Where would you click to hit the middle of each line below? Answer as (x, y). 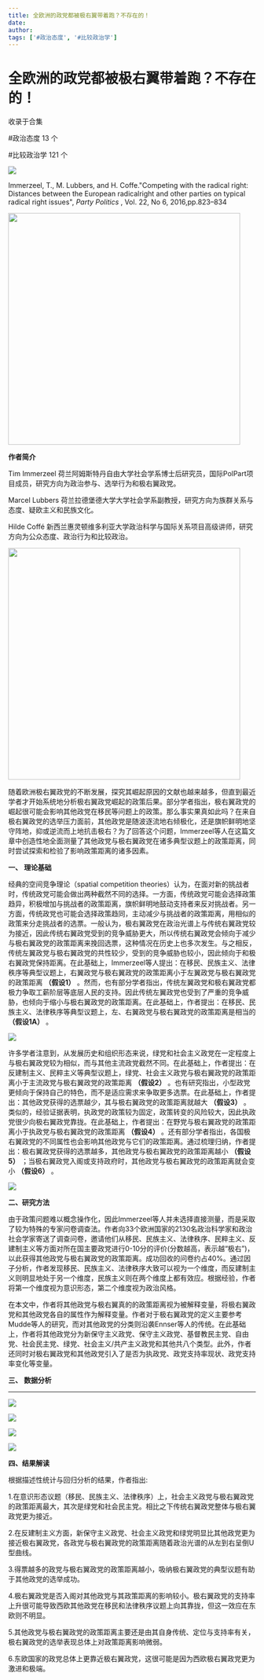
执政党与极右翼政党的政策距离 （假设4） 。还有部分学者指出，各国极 (140, 1132)
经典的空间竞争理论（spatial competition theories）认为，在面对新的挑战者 (129, 884)
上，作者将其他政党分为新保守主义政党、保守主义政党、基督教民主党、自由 (128, 1334)
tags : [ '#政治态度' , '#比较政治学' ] (63, 37)
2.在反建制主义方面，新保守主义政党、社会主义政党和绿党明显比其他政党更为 (132, 1533)
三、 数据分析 (30, 1381)
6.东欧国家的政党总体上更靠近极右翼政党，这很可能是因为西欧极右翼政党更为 (132, 1659)
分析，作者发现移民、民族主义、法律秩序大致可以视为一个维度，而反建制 (132, 1268)
